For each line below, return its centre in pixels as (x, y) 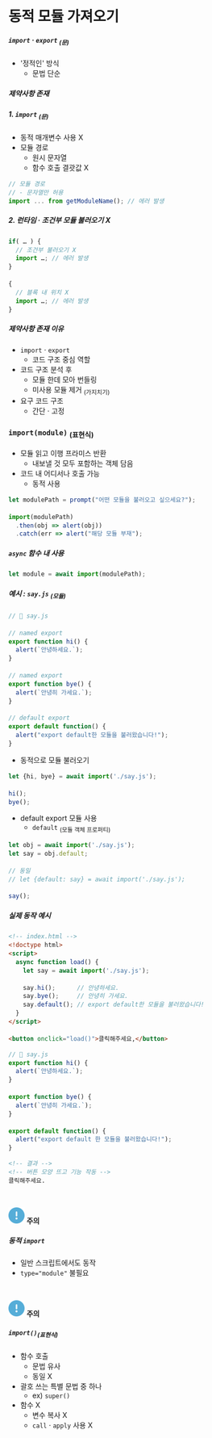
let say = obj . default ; (48, 854)
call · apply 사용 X (62, 1425)
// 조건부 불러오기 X (46, 250)
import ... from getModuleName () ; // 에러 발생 (86, 201)
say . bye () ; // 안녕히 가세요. (76, 996)
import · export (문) (39, 41)
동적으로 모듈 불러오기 (55, 760)
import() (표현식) (33, 1334)
